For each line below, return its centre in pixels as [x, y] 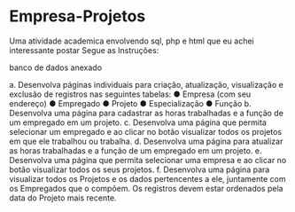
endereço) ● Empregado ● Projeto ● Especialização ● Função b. [130, 103]
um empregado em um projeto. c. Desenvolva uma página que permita [138, 122]
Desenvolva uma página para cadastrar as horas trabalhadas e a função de [146, 113]
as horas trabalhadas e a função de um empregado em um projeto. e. [136, 150]
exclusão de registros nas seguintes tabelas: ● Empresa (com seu [130, 94]
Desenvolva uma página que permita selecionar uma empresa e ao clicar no [148, 160]
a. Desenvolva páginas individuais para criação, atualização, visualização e [146, 84]
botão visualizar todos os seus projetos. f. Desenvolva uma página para [140, 169]
